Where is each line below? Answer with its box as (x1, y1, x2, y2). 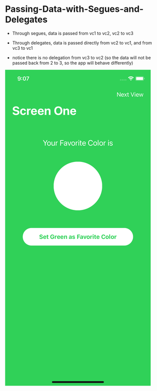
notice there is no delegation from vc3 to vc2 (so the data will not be (12, 54, 151, 60)
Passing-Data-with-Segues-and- (5, 3, 144, 15)
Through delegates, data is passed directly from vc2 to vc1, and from (12, 39, 152, 45)
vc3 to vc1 (12, 45, 33, 51)
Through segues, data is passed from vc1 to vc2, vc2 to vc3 (12, 30, 134, 36)
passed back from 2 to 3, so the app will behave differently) (12, 60, 133, 66)
